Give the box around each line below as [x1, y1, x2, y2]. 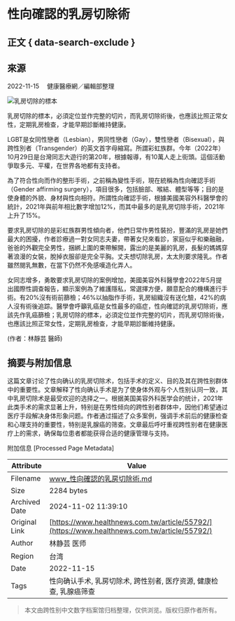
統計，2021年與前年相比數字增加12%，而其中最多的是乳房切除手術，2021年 [7, 203, 225, 211]
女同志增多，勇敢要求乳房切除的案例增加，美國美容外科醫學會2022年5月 [7, 276, 216, 284]
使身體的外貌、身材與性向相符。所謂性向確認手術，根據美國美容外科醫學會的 [7, 193, 228, 203]
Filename [10, 474, 41, 483]
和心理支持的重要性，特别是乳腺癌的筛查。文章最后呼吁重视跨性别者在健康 [7, 421, 222, 429]
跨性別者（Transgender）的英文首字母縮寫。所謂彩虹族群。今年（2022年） [7, 144, 225, 152]
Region [10, 551, 34, 561]
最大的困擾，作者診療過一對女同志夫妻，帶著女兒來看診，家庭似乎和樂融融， [7, 235, 228, 243]
